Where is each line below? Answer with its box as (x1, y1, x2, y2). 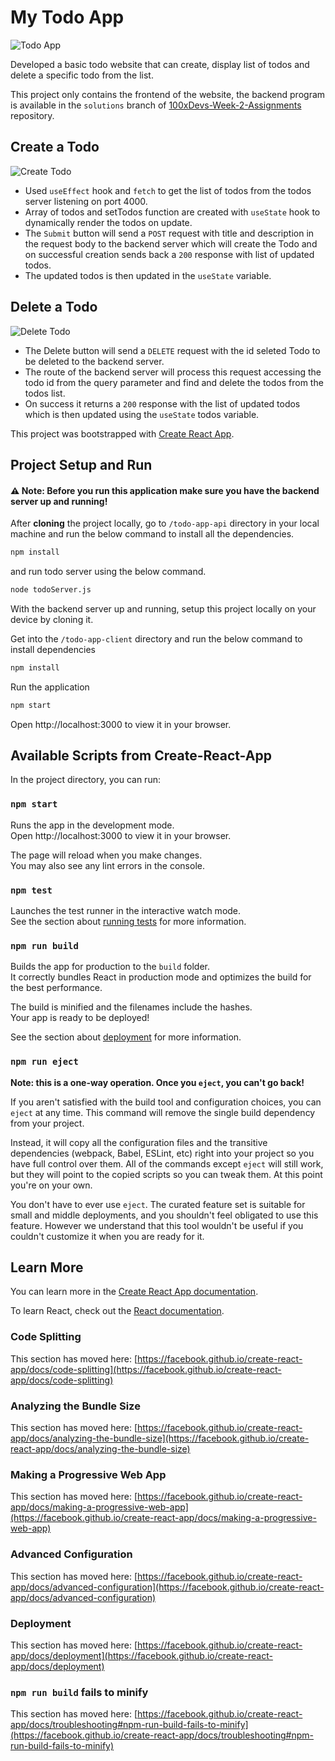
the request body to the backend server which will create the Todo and (24, 237, 318, 250)
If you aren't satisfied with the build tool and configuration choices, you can (10, 1096, 322, 1108)
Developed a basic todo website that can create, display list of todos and (10, 58, 310, 70)
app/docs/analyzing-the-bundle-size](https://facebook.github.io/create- (10, 1432, 310, 1445)
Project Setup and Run (10, 456, 153, 473)
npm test (10, 884, 53, 896)
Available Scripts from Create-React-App (10, 747, 272, 765)
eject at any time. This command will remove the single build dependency (10, 1106, 316, 1118)
